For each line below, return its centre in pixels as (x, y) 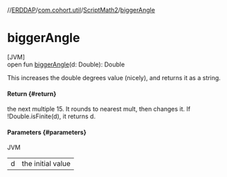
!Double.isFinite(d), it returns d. (51, 116)
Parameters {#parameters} (47, 132)
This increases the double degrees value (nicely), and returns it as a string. (114, 77)
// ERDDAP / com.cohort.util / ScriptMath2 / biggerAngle (81, 10)
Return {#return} (32, 93)
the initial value (46, 164)
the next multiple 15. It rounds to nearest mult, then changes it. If (99, 109)
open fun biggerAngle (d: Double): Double (66, 64)
